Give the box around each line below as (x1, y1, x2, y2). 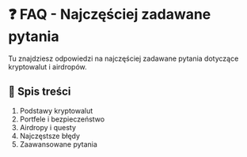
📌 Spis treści (8, 85, 71, 99)
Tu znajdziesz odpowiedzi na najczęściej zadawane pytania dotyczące (8, 54, 239, 63)
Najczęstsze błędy (19, 131, 81, 140)
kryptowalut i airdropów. (8, 62, 87, 71)
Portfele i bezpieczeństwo (19, 114, 105, 124)
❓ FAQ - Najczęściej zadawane (8, 6, 211, 24)
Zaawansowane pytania (19, 139, 97, 149)
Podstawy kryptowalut (19, 106, 93, 115)
